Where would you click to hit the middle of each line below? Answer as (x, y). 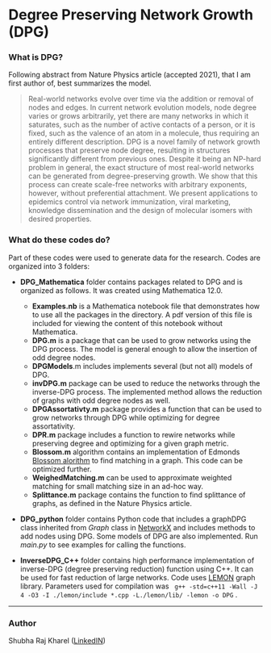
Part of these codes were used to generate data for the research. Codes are (134, 257)
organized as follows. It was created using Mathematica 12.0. (121, 290)
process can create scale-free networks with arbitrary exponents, (138, 185)
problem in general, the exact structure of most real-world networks (141, 168)
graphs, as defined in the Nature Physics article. (112, 503)
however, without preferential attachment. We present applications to (143, 193)
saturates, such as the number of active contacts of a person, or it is (142, 125)
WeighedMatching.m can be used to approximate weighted (132, 477)
